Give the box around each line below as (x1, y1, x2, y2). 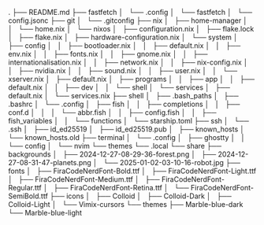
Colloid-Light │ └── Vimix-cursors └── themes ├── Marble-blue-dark (8, 200, 244, 208)
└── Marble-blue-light (8, 208, 83, 217)
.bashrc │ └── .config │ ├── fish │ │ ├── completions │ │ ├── (8, 99, 240, 109)
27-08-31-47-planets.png (8, 158, 92, 167)
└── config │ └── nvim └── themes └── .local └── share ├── (8, 142, 222, 150)
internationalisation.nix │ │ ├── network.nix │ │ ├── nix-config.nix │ (8, 57, 248, 67)
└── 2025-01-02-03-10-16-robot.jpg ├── (102, 158, 240, 167)
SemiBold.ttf (8, 191, 49, 201)
